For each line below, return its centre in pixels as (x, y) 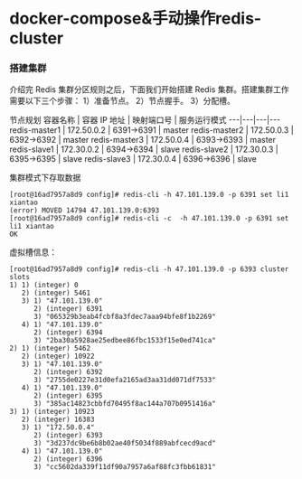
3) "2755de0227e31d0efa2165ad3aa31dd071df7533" (125, 380)
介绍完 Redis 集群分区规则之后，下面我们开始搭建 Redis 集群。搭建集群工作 (149, 89)
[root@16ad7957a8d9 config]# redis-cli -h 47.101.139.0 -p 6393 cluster (149, 269)
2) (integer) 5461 (56, 293)
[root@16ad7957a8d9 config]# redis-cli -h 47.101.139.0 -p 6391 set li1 (149, 195)
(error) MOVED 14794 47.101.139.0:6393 (85, 211)
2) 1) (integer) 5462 (50, 349)
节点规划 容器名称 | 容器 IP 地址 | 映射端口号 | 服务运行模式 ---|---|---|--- (145, 120)
